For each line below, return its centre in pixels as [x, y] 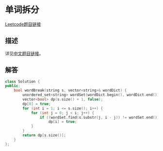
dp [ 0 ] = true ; [37, 104]
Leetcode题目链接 [23, 24]
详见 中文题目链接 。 [24, 53]
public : [13, 86]
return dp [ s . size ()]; [44, 136]
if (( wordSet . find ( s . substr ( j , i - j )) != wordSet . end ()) [99, 117]
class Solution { [23, 82]
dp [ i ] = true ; [63, 122]
